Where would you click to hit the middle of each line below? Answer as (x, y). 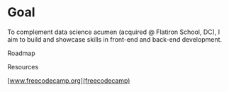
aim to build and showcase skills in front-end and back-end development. (114, 39)
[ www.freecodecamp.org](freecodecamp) (69, 80)
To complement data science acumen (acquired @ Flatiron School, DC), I (114, 32)
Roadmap (21, 53)
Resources (23, 67)
